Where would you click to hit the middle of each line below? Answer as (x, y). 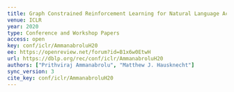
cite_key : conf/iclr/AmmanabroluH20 (60, 78)
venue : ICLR (24, 20)
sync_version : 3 (31, 71)
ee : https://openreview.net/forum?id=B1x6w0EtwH (79, 53)
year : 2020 (23, 26)
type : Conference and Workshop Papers (63, 33)
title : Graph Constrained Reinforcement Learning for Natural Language (113, 13)
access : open (26, 39)
